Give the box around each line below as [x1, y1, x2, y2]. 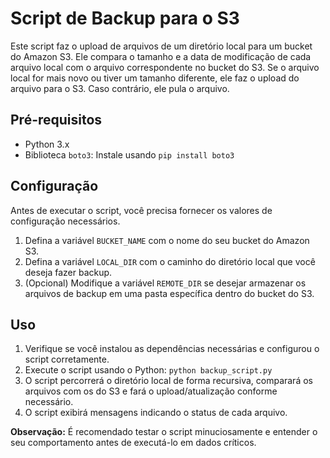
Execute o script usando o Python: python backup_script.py [24, 364, 273, 376]
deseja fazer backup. [24, 266, 113, 278]
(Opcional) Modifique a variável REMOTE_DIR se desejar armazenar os [24, 277, 307, 289]
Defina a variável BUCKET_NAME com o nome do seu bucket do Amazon [24, 234, 310, 246]
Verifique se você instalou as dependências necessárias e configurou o [24, 343, 320, 355]
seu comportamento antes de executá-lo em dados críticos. [10, 437, 257, 449]
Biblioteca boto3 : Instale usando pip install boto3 [24, 148, 235, 161]
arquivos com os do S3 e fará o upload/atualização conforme [24, 385, 278, 397]
